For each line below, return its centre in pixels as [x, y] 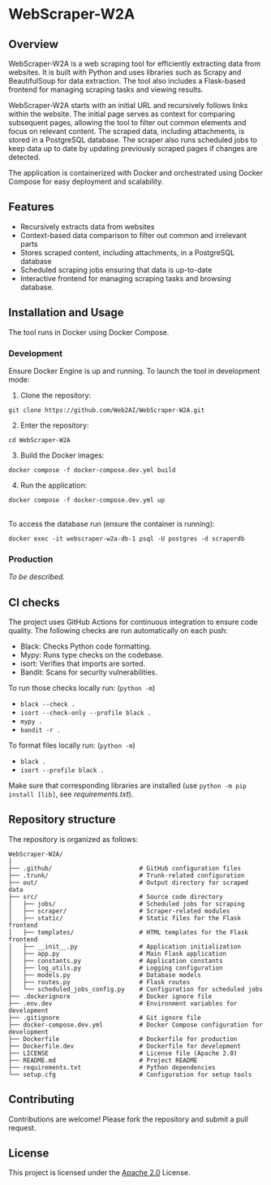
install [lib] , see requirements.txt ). [71, 794]
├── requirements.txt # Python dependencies [112, 1067]
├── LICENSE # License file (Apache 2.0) [123, 1053]
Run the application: [54, 485]
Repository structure [62, 820]
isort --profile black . [62, 770]
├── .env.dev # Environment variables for [123, 1003]
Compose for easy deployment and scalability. [86, 181]
